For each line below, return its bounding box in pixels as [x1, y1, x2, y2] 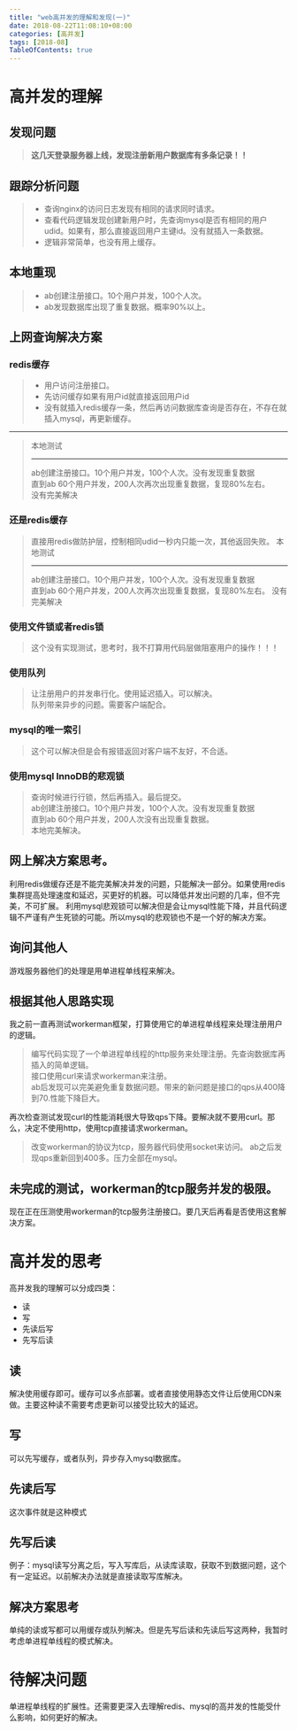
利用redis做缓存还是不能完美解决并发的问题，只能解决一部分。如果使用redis [9, 878, 286, 889]
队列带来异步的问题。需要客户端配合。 [30, 699, 171, 710]
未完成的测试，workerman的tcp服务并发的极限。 [9, 1181, 278, 1196]
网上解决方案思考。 [9, 854, 114, 869]
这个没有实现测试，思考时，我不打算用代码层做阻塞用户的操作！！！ [30, 643, 279, 653]
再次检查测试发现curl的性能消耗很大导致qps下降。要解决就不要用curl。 [9, 1112, 268, 1123]
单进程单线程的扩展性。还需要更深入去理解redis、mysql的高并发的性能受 [9, 1701, 274, 1712]
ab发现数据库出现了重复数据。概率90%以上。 [43, 301, 210, 312]
